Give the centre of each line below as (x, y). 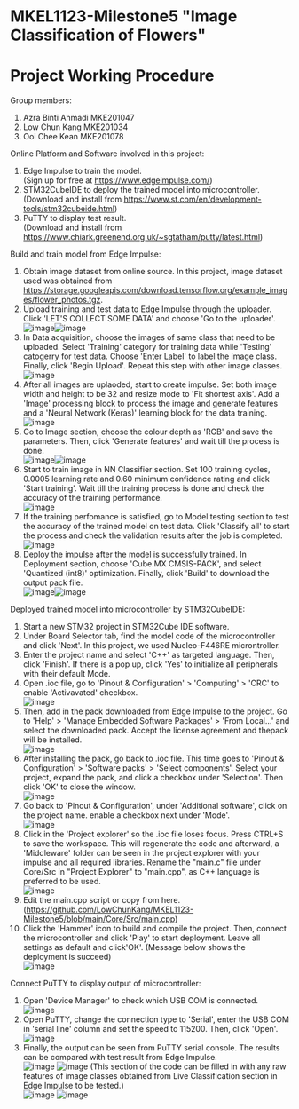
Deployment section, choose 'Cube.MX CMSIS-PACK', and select (142, 564)
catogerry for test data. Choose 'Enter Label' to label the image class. (150, 356)
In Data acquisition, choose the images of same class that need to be (149, 337)
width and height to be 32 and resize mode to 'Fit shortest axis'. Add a (151, 394)
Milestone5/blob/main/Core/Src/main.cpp (99, 919)
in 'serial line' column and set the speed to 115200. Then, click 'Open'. (150, 1029)
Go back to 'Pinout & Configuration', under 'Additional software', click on (155, 806)
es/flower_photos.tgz (62, 300)
